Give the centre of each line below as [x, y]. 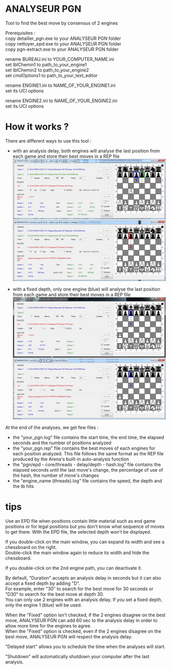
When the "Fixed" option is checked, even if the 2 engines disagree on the [83, 631]
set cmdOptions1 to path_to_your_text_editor [51, 75]
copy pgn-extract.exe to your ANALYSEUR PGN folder [62, 49]
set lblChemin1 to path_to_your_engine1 [46, 64]
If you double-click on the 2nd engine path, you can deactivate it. [74, 568]
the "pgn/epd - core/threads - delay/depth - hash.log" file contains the [87, 464]
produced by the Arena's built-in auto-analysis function [71, 459]
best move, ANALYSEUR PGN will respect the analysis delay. [69, 636]
